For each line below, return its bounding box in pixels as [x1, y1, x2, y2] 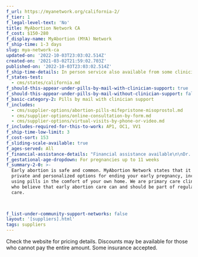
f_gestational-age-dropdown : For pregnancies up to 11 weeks [6, 157, 160, 163]
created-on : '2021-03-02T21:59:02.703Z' [6, 58, 107, 64]
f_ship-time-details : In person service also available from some [6, 69, 173, 75]
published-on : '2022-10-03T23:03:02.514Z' [6, 63, 112, 70]
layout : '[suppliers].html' [6, 216, 75, 222]
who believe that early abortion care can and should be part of [11, 184, 176, 190]
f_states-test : [6, 74, 44, 80]
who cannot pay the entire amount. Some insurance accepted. [6, 244, 158, 251]
